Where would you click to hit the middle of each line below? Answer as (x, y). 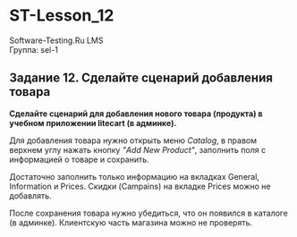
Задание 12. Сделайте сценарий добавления (141, 78)
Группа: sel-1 (34, 49)
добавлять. (30, 195)
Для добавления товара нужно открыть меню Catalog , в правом (133, 140)
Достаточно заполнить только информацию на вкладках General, (134, 176)
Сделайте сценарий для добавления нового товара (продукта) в (136, 114)
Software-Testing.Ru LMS (56, 40)
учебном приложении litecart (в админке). (93, 123)
